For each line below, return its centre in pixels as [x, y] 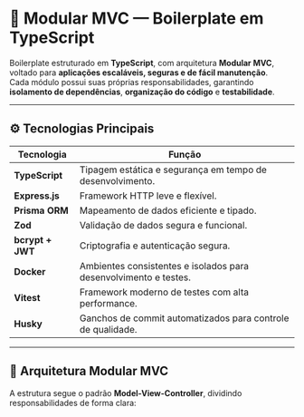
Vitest [27, 297]
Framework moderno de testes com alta [164, 292]
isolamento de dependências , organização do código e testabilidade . [142, 92]
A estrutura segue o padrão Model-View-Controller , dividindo [126, 393]
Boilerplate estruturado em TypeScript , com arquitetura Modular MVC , [142, 63]
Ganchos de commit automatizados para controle [184, 318]
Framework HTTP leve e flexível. [148, 196]
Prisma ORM [42, 210]
